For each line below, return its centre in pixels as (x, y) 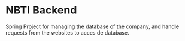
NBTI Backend (41, 10)
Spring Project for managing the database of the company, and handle (92, 26)
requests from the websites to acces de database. (67, 32)
